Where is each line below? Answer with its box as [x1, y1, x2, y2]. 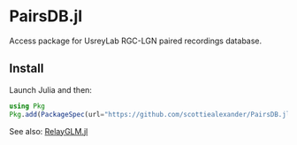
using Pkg [9, 102, 46, 111]
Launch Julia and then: [9, 84, 93, 95]
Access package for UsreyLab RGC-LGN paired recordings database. [9, 35, 263, 46]
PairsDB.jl [9, 6, 82, 27]
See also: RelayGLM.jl [9, 126, 88, 136]
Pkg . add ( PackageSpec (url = [9, 110, 104, 118]
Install [9, 61, 44, 76]
